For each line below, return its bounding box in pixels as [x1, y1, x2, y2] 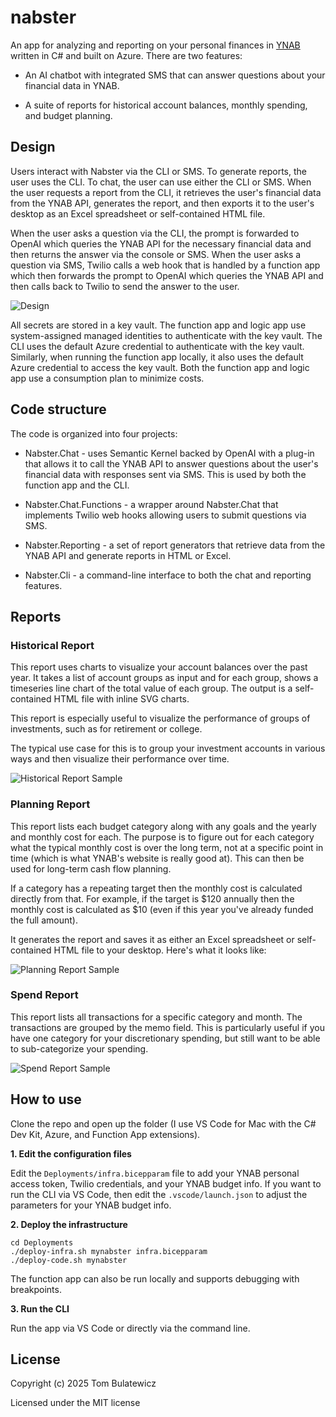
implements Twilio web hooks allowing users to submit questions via [24, 509, 307, 521]
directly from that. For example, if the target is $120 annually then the [10, 892, 295, 905]
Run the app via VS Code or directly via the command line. [10, 1322, 251, 1334]
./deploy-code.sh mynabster [10, 1255, 128, 1265]
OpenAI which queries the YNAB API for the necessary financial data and [10, 237, 312, 250]
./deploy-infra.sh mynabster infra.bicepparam [10, 1246, 208, 1256]
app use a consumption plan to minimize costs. [10, 372, 205, 384]
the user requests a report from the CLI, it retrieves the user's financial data [10, 186, 322, 198]
